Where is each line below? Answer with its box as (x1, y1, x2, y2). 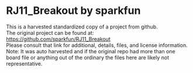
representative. (6, 60, 43, 67)
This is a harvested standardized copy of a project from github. (6, 23, 158, 30)
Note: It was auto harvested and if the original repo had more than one (6, 48, 175, 54)
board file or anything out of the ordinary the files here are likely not (6, 54, 170, 61)
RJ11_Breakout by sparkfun (6, 4, 141, 17)
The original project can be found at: (6, 29, 94, 36)
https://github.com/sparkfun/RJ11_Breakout (6, 35, 111, 42)
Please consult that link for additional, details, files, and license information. (6, 42, 188, 49)
